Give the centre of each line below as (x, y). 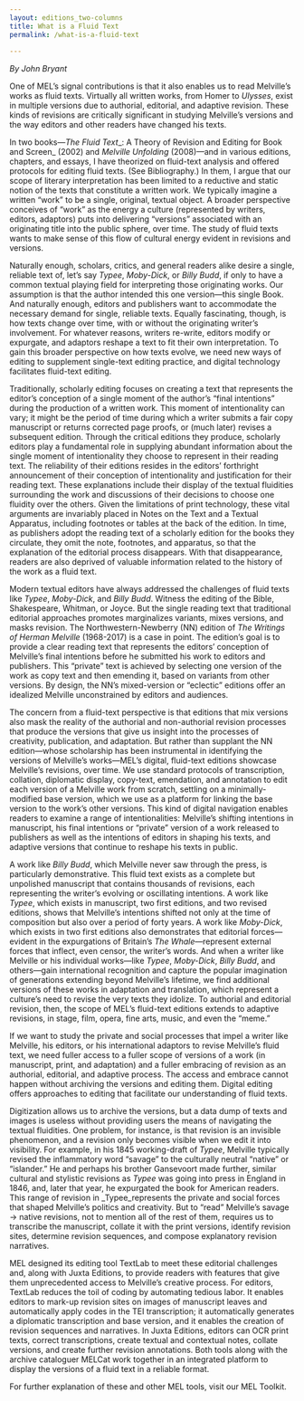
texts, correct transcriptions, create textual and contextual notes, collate (144, 1340)
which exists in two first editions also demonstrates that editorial (129, 932)
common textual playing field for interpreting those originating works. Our (146, 285)
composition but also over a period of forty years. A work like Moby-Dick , (146, 922)
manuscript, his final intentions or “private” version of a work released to (144, 828)
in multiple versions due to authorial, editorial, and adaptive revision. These (149, 106)
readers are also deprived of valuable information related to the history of (146, 562)
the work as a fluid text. (53, 572)
